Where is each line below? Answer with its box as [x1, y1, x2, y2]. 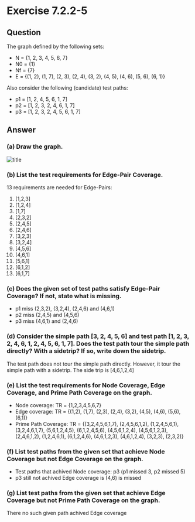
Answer [6, 125, 36, 135]
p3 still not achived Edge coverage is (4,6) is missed [15, 475, 142, 482]
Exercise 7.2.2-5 [6, 4, 88, 18]
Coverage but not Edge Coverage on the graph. [6, 455, 143, 463]
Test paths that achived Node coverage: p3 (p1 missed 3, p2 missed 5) [15, 468, 186, 475]
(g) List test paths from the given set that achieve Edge [6, 489, 166, 497]
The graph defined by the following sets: [6, 43, 105, 50]
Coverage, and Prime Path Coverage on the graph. [6, 388, 153, 397]
